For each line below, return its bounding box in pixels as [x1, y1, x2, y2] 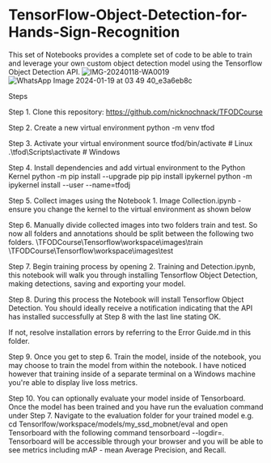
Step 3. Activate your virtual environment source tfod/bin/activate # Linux [8, 138, 253, 148]
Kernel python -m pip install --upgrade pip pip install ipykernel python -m [8, 171, 252, 181]
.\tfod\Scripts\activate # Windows [8, 147, 121, 156]
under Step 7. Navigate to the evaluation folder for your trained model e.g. [8, 410, 254, 420]
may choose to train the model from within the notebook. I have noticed [8, 360, 247, 370]
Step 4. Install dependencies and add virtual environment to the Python [8, 162, 245, 172]
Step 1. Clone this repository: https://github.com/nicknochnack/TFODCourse [8, 107, 263, 117]
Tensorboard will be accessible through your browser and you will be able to [8, 436, 264, 446]
